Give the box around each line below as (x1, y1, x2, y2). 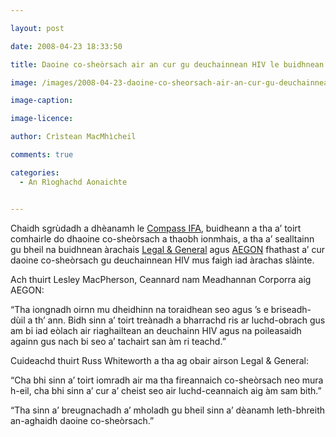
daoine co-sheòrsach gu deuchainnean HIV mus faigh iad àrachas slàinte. (10, 254, 315, 266)
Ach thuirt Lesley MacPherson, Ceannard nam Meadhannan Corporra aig (10, 273, 312, 285)
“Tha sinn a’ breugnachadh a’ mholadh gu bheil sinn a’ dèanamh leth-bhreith (10, 404, 326, 416)
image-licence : (10, 114, 74, 124)
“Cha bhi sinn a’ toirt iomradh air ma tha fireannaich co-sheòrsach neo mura (10, 374, 324, 386)
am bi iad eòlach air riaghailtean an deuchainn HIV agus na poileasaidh (10, 324, 302, 336)
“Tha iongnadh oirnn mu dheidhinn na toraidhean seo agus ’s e (10, 303, 269, 315)
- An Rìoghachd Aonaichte (19, 177, 128, 187)
